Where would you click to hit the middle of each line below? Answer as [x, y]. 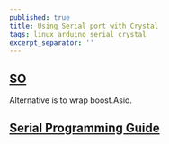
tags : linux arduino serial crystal [78, 34]
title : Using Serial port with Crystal [84, 26]
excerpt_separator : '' [52, 42]
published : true [40, 17]
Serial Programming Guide [84, 128]
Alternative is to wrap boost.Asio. [71, 100]
